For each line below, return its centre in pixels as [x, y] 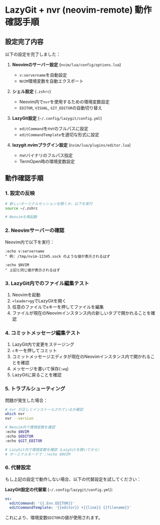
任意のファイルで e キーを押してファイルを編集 [58, 307]
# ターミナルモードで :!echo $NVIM [38, 454]
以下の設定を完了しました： [33, 54]
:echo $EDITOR [19, 436]
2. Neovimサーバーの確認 [35, 230]
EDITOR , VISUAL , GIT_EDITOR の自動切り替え [61, 108]
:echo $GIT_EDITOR [24, 441]
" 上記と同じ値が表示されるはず [33, 270]
